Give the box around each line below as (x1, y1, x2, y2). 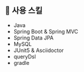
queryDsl (13, 53, 36, 60)
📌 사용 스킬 (5, 5, 43, 16)
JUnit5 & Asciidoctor (13, 47, 64, 54)
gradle (13, 59, 30, 66)
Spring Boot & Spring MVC (13, 28, 79, 35)
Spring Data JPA (13, 34, 54, 41)
